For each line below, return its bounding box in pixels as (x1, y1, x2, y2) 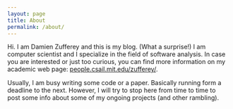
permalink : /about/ (7, 23, 65, 30)
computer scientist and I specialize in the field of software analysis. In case (7, 50, 226, 58)
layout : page (7, 10, 46, 18)
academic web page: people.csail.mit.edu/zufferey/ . (7, 65, 158, 74)
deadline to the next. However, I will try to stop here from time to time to (7, 86, 216, 95)
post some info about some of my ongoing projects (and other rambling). (7, 94, 220, 102)
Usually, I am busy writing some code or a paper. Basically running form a (7, 79, 222, 87)
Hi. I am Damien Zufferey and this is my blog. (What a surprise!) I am (7, 43, 206, 51)
